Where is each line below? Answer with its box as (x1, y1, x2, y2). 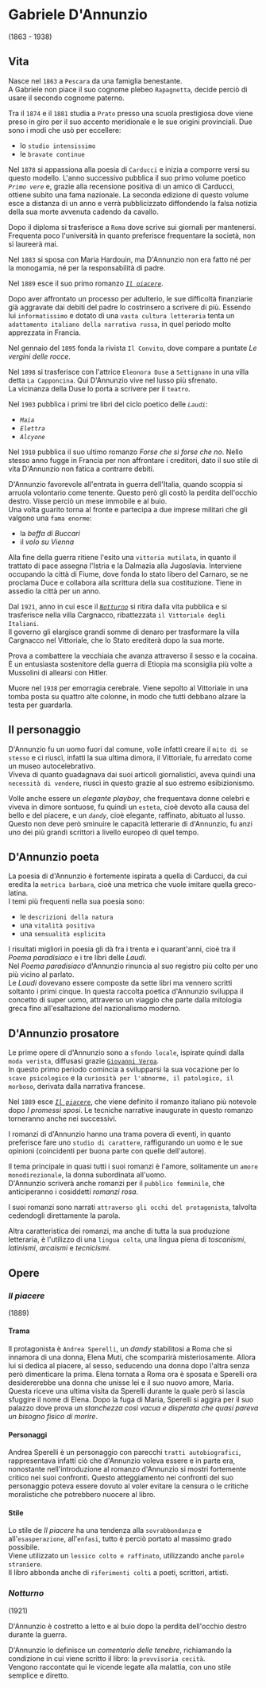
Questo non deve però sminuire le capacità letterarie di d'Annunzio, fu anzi (8, 819, 253, 828)
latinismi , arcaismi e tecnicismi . (8, 1243, 111, 1253)
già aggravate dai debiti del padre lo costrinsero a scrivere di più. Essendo (8, 302, 252, 312)
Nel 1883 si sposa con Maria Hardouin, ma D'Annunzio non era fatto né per (8, 255, 252, 264)
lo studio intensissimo (19, 141, 96, 150)
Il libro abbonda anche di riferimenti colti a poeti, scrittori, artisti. (8, 1568, 229, 1577)
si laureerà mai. (8, 239, 59, 248)
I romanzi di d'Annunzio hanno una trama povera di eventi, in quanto (8, 1130, 232, 1139)
